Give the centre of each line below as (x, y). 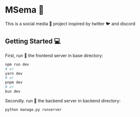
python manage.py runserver (34, 109)
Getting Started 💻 (33, 42)
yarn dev (14, 73)
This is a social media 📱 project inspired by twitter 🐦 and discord (70, 23)
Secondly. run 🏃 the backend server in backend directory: (63, 100)
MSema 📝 (25, 10)
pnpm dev (14, 83)
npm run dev (17, 64)
